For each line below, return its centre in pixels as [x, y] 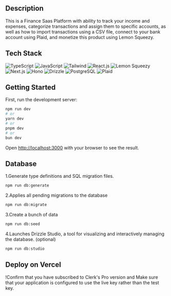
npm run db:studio [25, 249]
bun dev [14, 138]
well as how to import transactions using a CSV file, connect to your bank [83, 32]
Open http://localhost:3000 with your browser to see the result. [72, 147]
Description [24, 8]
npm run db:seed [23, 224]
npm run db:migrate [26, 205]
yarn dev [15, 119]
